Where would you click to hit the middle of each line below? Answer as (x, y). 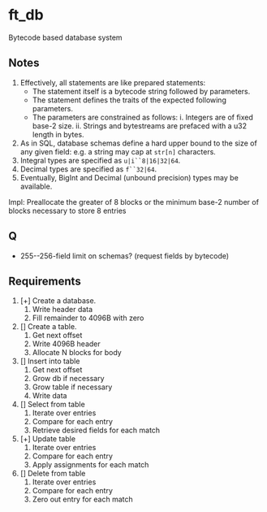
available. (36, 186)
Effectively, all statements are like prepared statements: (113, 82)
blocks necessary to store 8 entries (67, 210)
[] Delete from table (53, 474)
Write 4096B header (67, 344)
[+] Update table (47, 439)
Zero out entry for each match (83, 499)
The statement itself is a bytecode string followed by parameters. (141, 91)
